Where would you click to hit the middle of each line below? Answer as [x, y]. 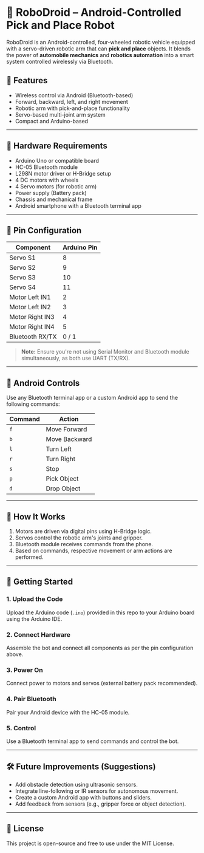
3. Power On [25, 670]
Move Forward [66, 430]
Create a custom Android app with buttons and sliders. [83, 797]
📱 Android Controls [43, 383]
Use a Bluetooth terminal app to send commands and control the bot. [93, 741]
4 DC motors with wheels [47, 180]
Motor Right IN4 [32, 327]
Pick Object [62, 479]
